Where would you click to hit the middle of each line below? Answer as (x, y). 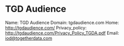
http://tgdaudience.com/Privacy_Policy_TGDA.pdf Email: (62, 33)
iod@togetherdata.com (29, 38)
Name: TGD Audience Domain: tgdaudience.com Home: (62, 23)
